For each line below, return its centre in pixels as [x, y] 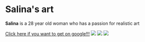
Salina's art [30, 9]
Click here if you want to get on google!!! [47, 33]
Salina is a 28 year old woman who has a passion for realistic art [72, 23]
